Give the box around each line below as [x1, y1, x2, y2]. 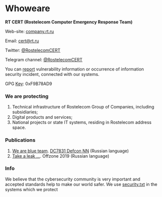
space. [12, 125, 26, 130]
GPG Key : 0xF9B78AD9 [5, 81, 52, 87]
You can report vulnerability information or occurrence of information [5, 66, 144, 72]
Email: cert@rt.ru [5, 37, 39, 44]
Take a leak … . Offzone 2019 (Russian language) [12, 153, 110, 159]
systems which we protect [5, 186, 58, 192]
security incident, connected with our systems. [5, 71, 100, 77]
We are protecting [5, 93, 49, 100]
